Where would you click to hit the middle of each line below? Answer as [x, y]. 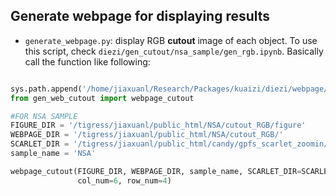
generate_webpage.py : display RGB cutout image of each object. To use [171, 40]
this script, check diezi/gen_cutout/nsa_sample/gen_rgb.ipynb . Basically [174, 51]
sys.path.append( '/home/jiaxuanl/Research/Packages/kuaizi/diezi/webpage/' [171, 89]
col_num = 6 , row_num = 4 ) [124, 180]
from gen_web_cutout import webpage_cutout [102, 98]
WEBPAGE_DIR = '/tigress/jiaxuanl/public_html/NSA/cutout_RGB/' [147, 135]
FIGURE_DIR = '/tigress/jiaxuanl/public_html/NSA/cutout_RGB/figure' [158, 125]
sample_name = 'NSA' [53, 154]
